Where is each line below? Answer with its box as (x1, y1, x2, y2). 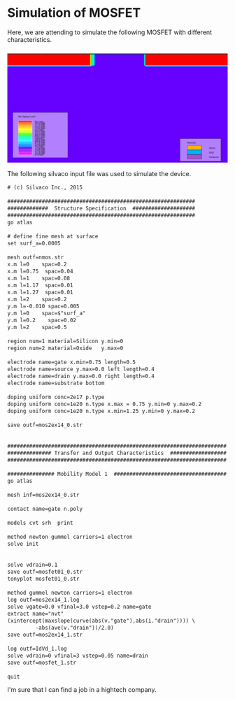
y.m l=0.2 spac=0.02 (7, 317, 77, 324)
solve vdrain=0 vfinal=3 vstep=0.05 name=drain (7, 652, 149, 659)
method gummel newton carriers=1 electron (7, 589, 133, 596)
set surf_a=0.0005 (7, 240, 61, 247)
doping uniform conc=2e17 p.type (7, 393, 105, 400)
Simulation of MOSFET (7, 5, 141, 21)
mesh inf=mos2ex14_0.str (7, 491, 80, 498)
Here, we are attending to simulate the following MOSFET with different (7, 28, 212, 36)
